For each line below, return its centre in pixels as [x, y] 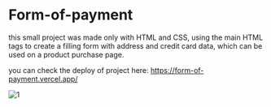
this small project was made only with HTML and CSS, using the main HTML [136, 37]
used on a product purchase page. [66, 54]
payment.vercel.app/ [43, 79]
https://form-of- [177, 70]
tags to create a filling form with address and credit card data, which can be [135, 45]
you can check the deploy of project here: [79, 70]
